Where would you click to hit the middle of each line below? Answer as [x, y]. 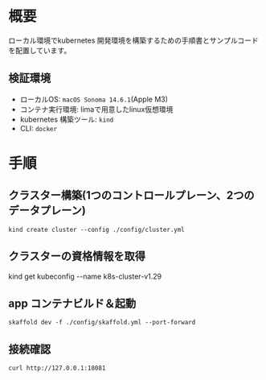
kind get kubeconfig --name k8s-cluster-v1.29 [85, 276]
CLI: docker [39, 128]
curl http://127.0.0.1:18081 [57, 368]
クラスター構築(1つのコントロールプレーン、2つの [131, 195]
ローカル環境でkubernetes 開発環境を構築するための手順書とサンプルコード [133, 40]
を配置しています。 [40, 50]
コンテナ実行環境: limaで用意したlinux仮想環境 [96, 109]
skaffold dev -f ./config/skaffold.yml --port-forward [102, 323]
